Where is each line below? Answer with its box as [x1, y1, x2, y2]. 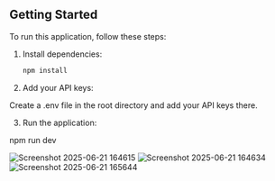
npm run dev [9, 134, 57, 145]
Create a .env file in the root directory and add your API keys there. [9, 99, 259, 111]
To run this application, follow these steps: [9, 31, 167, 41]
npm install [22, 66, 68, 75]
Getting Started [9, 7, 98, 23]
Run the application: [22, 117, 97, 128]
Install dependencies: [22, 49, 103, 59]
